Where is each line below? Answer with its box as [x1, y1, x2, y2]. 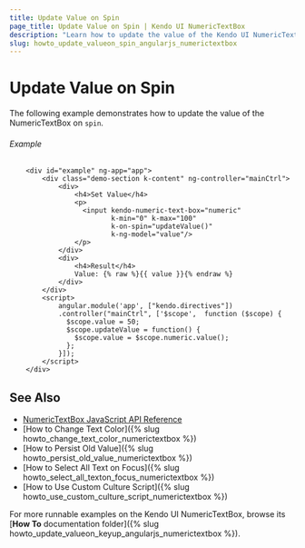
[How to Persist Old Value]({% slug [22, 443, 154, 454]
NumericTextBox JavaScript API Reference [22, 414, 182, 425]
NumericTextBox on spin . [9, 117, 104, 128]
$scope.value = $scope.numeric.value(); [74, 334, 230, 343]
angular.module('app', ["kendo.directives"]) [57, 302, 233, 311]
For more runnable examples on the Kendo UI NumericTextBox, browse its [9, 509, 286, 520]
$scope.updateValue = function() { [66, 325, 202, 334]
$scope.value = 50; [66, 317, 141, 327]
